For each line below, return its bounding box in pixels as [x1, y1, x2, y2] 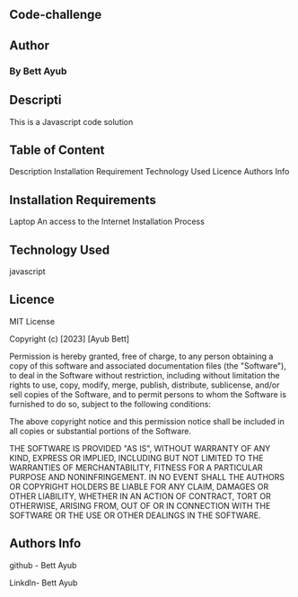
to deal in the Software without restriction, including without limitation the [9, 370, 280, 380]
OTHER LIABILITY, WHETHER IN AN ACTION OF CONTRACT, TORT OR [9, 490, 271, 502]
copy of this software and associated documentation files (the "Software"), [9, 360, 287, 371]
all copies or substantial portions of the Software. [9, 425, 191, 436]
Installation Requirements [9, 192, 157, 208]
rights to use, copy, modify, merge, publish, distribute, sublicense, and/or [9, 379, 280, 390]
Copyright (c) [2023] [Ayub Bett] [9, 333, 130, 344]
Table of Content [9, 142, 105, 157]
